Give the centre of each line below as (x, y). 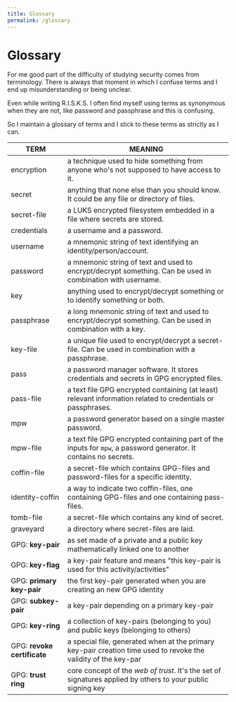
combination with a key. (106, 330)
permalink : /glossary (39, 20)
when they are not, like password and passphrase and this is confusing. (111, 111)
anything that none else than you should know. (144, 190)
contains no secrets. (101, 457)
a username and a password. (115, 231)
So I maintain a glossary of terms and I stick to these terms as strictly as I (113, 125)
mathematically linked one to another (128, 549)
